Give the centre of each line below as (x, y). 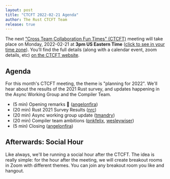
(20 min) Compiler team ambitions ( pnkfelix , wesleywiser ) (73, 121)
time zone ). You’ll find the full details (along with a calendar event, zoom (81, 50)
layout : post (19, 10)
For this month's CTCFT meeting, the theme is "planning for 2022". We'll (81, 84)
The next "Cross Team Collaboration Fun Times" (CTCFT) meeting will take (84, 39)
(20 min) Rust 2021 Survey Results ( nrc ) (55, 110)
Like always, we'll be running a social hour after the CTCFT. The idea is (80, 154)
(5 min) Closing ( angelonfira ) (43, 126)
